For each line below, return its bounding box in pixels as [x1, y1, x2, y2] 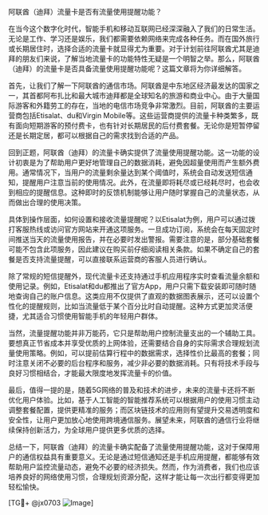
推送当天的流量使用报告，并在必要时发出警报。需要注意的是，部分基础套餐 [14, 235, 260, 244]
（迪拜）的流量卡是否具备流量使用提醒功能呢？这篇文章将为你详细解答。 [8, 64, 246, 73]
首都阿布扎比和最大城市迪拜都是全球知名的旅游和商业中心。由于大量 [29, 91, 253, 100]
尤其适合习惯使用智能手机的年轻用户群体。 [22, 311, 162, 321]
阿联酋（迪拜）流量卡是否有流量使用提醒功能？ [8, 7, 162, 16]
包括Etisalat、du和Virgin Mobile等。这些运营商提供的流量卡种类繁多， [22, 111, 252, 120]
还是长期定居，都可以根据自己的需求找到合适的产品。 [8, 131, 183, 140]
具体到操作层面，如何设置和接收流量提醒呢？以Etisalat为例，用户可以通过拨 [8, 215, 256, 224]
